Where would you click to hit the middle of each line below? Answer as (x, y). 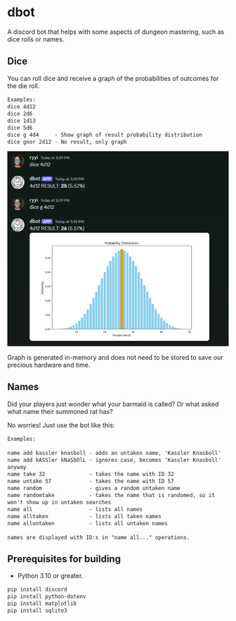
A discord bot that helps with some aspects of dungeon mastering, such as (116, 32)
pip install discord (38, 590)
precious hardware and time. (49, 365)
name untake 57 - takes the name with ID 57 (91, 481)
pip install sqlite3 (38, 611)
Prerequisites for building (64, 559)
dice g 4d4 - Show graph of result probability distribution (105, 134)
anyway (17, 467)
